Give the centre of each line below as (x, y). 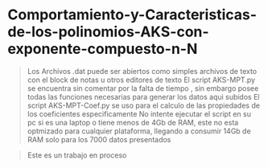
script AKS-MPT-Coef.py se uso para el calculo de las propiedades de (144, 105)
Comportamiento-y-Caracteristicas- (132, 15)
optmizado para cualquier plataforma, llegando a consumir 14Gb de (139, 131)
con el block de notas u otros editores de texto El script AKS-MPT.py (141, 80)
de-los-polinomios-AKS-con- (109, 32)
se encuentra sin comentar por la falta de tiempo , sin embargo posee (143, 88)
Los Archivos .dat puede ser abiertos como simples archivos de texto (142, 71)
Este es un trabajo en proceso (77, 155)
